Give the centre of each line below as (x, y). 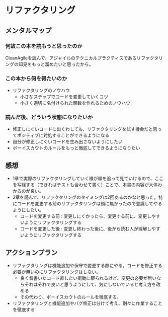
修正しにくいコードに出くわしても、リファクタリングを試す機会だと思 (85, 129)
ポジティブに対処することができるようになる (63, 135)
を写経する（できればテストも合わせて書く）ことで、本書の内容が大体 (85, 185)
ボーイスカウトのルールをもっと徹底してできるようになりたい (76, 148)
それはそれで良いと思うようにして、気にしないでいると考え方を (90, 284)
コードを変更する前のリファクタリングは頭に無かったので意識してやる (90, 204)
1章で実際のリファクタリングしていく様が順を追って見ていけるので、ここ (88, 179)
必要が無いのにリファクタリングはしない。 (57, 272)
